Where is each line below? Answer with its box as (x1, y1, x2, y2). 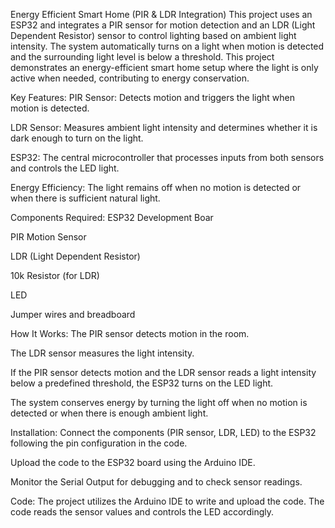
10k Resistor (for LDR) (10, 270, 100, 281)
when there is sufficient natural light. (10, 192, 161, 204)
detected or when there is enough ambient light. (10, 407, 209, 419)
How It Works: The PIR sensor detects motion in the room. (10, 328, 250, 339)
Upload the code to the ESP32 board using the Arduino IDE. (10, 457, 256, 468)
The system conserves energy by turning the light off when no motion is (10, 397, 308, 408)
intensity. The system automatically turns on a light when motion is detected (10, 40, 325, 52)
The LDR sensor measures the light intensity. (10, 347, 195, 359)
